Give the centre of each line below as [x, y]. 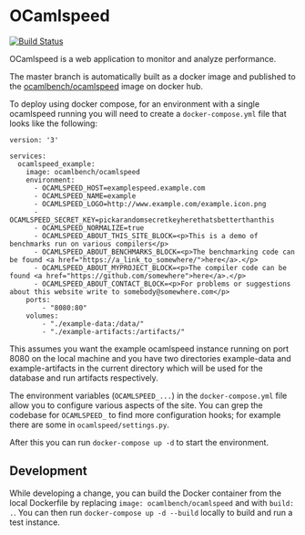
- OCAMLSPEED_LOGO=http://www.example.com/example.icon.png [150, 204]
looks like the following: [54, 123]
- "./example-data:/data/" [93, 324]
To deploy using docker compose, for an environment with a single [135, 104]
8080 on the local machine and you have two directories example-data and [150, 358]
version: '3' [34, 140]
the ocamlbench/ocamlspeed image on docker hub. [106, 86]
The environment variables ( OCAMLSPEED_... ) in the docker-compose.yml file [148, 395]
